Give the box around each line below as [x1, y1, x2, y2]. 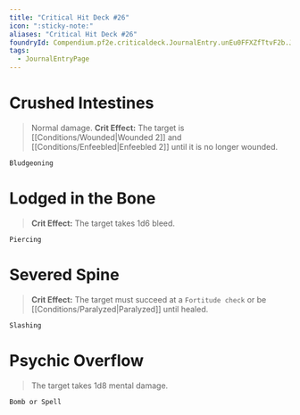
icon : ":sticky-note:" [9, 21, 94, 30]
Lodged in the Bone [9, 188, 156, 209]
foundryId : [9, 37, 50, 47]
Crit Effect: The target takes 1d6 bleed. [30, 218, 176, 228]
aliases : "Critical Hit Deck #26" [9, 29, 138, 38]
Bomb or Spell [9, 397, 62, 406]
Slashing [9, 320, 42, 330]
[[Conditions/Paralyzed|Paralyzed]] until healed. [30, 303, 209, 314]
